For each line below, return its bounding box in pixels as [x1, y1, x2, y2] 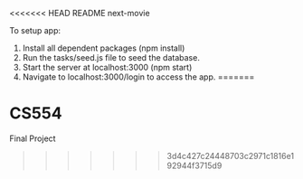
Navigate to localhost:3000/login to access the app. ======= [22, 71, 255, 82]
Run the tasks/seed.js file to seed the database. [22, 52, 201, 62]
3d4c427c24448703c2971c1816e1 [166, 150, 295, 161]
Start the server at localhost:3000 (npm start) [22, 62, 193, 72]
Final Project [9, 133, 56, 144]
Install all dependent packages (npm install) [22, 42, 185, 53]
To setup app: [9, 25, 62, 35]
